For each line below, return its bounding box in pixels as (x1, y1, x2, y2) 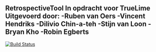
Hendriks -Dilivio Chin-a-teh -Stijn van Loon (5, 20, 147, 28)
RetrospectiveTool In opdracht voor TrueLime (5, 4, 150, 13)
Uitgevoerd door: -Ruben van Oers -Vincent (5, 12, 145, 21)
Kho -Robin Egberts (26, 28, 89, 36)
